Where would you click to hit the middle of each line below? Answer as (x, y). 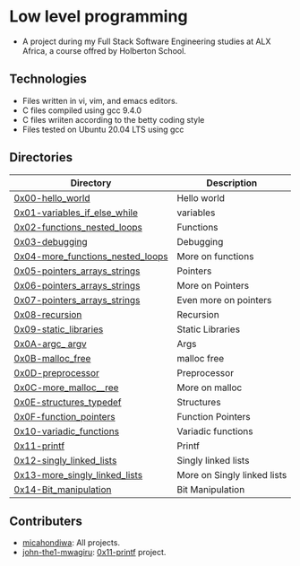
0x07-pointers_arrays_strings (77, 300)
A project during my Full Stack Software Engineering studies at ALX (146, 41)
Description (232, 183)
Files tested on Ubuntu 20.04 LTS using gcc (103, 129)
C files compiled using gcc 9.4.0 (81, 110)
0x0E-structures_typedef (68, 402)
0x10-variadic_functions (66, 431)
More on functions (215, 256)
